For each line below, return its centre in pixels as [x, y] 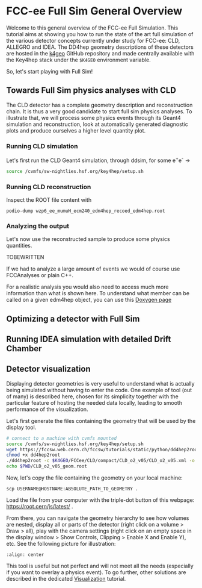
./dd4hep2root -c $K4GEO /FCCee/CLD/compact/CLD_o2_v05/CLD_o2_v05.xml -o [101, 461]
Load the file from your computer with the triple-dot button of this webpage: [100, 500]
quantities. [19, 246]
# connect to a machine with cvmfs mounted [62, 438]
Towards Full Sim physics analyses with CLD [91, 91]
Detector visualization [49, 369]
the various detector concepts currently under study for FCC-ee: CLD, [93, 40]
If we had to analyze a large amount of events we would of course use [93, 269]
